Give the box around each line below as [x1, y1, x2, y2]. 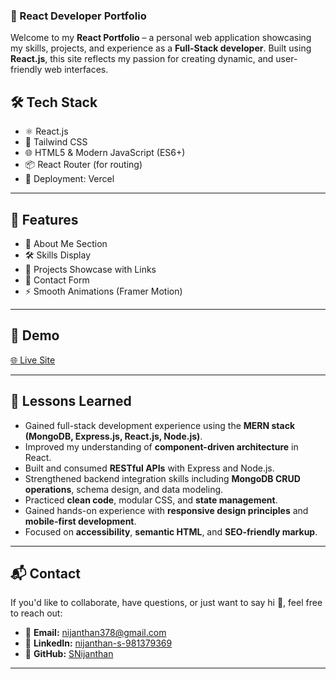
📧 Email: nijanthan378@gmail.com [24, 627, 167, 639]
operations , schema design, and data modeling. [24, 483, 224, 495]
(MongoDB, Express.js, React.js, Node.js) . [24, 430, 203, 442]
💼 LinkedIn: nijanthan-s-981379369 [24, 637, 173, 649]
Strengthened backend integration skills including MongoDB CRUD [24, 472, 301, 484]
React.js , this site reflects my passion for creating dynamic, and [10, 53, 274, 65]
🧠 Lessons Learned [10, 393, 132, 410]
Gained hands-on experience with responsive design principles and [24, 504, 309, 516]
